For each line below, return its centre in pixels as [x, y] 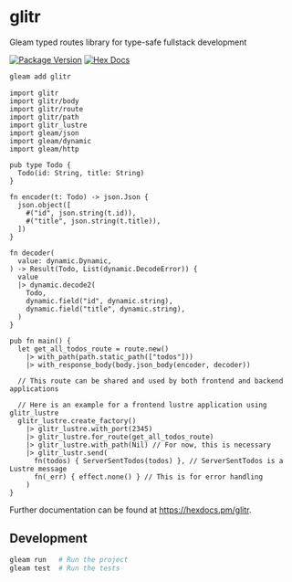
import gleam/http [44, 149]
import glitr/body [44, 101]
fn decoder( [32, 253]
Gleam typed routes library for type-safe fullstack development [128, 42]
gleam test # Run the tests [65, 568]
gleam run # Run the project [69, 559]
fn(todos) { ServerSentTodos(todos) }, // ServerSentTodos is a [158, 460]
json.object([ [44, 205]
